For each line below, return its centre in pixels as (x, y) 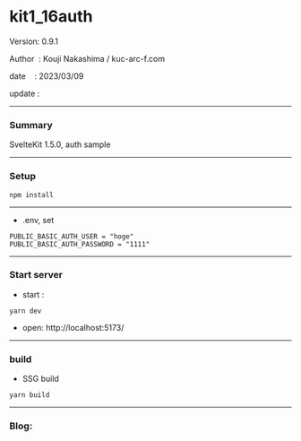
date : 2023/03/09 (47, 76)
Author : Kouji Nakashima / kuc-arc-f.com (87, 58)
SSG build (41, 379)
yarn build (30, 395)
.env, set (38, 220)
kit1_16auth (51, 17)
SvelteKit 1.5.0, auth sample (60, 144)
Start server (36, 275)
